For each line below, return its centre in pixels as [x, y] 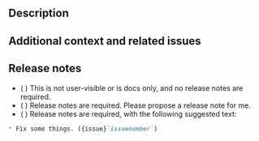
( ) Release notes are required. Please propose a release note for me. [136, 105]
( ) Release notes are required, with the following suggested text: [128, 113]
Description [39, 13]
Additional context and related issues [105, 41]
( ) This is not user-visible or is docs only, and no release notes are [132, 88]
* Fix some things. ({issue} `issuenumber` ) [83, 129]
